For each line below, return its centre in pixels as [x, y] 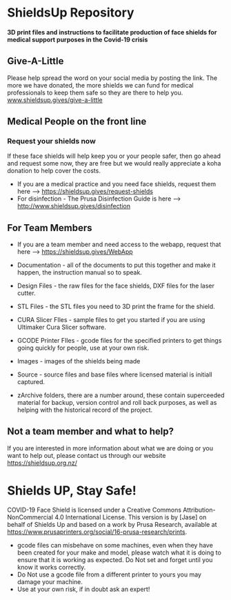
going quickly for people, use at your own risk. [83, 348]
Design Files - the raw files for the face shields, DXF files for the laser [116, 286]
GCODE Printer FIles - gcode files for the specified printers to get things [119, 341]
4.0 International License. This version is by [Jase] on [131, 517]
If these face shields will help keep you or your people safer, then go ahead [114, 156]
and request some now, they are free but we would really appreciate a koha [114, 163]
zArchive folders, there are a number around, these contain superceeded [121, 395]
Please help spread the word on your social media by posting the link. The [112, 78]
